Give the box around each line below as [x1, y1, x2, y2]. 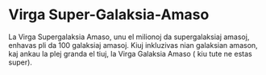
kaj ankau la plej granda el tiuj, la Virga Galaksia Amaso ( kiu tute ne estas [8, 49, 252, 58]
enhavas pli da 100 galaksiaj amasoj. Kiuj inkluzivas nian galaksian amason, [8, 40, 258, 49]
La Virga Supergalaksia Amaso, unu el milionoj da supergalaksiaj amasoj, [8, 32, 250, 41]
